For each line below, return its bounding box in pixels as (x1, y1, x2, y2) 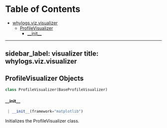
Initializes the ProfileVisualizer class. (5, 118, 80, 124)
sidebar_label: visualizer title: (5, 50, 99, 58)
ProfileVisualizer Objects (5, 74, 84, 82)
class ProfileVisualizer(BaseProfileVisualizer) (5, 87, 108, 92)
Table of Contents (5, 3, 81, 15)
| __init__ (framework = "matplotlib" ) (7, 109, 83, 114)
